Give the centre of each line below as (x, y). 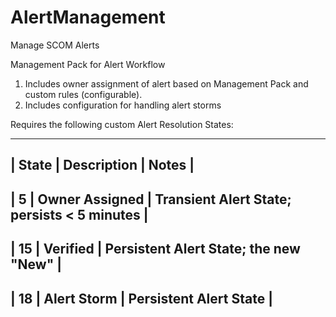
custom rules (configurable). (83, 94)
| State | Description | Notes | (102, 165)
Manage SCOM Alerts (55, 45)
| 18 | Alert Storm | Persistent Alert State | (141, 298)
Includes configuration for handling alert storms (123, 105)
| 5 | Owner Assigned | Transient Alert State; (151, 199)
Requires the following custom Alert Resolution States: (122, 124)
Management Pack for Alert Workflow (88, 64)
